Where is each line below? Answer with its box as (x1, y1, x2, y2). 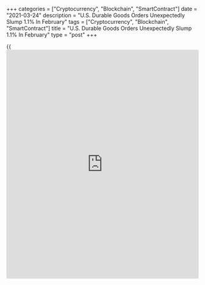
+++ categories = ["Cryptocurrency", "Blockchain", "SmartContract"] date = (6, 5, 198, 12)
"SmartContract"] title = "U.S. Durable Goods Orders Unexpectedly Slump (6, 24, 192, 32)
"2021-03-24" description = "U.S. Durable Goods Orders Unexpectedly (6, 12, 185, 19)
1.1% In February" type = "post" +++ (6, 31, 98, 38)
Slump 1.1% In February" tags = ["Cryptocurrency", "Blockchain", (6, 18, 169, 25)
